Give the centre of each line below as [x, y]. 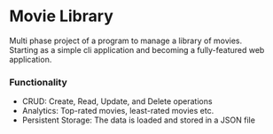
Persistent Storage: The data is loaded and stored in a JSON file [138, 120]
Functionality [39, 82]
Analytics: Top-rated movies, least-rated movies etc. [118, 111]
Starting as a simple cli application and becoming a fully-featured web [137, 49]
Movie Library [61, 16]
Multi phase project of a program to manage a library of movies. [125, 41]
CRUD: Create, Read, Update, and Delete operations [117, 101]
